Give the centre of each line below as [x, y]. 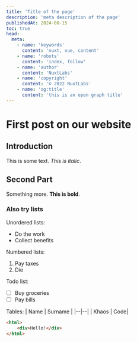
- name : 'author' [38, 67]
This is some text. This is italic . [44, 161]
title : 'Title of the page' [41, 12]
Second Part [29, 180]
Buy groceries [32, 292]
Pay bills [25, 300]
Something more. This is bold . [43, 194]
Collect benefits [34, 240]
